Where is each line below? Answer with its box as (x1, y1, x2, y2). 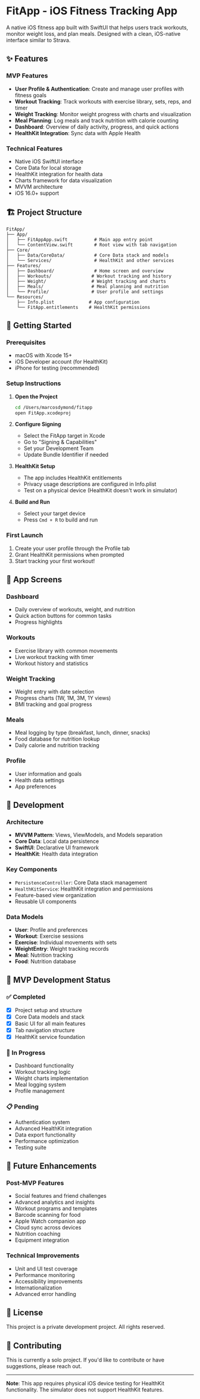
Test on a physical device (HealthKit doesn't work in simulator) (23, 487, 177, 494)
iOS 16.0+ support (14, 189, 60, 196)
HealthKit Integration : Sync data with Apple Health (14, 129, 141, 136)
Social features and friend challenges (14, 1192, 107, 1200)
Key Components (6, 865, 58, 873)
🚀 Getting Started (6, 320, 72, 331)
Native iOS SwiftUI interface (14, 158, 83, 165)
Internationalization (14, 1284, 62, 1291)
